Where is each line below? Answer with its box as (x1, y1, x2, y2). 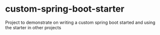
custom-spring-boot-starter (5, 3, 125, 15)
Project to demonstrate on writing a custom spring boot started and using (5, 19, 156, 25)
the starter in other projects (5, 24, 61, 30)
